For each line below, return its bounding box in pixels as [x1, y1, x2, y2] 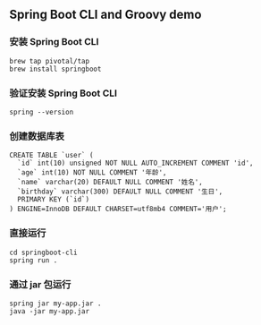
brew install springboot [9, 64, 102, 73]
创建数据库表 [9, 130, 65, 142]
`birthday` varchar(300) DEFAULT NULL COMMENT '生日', [17, 187, 223, 196]
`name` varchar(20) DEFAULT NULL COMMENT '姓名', [17, 178, 203, 187]
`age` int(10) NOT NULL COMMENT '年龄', [17, 168, 167, 177]
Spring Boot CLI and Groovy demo [9, 7, 202, 22]
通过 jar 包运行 [9, 278, 72, 290]
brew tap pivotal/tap [9, 56, 90, 65]
